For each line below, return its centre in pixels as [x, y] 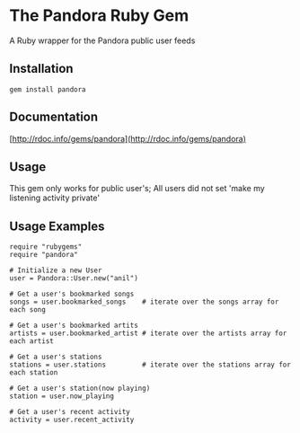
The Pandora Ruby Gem [99, 16]
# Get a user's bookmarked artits [74, 326]
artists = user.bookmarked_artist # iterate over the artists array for [148, 333]
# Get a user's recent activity [70, 412]
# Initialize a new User [56, 270]
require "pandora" [44, 255]
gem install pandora [48, 89]
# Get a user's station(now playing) [80, 389]
